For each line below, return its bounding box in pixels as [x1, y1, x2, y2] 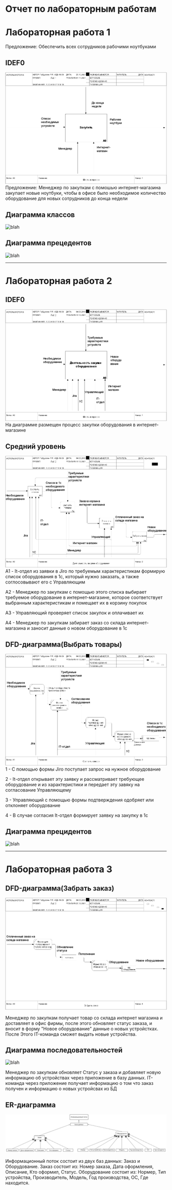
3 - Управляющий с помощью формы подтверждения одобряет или [5, 797, 154, 803]
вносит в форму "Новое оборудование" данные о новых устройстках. [5, 1025, 159, 1032]
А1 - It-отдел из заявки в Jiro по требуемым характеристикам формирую [5, 568, 165, 574]
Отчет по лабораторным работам [5, 3, 157, 15]
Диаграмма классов [5, 210, 75, 219]
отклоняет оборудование [5, 802, 60, 809]
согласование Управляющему [5, 787, 72, 793]
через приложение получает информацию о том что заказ [25, 1080, 154, 1086]
